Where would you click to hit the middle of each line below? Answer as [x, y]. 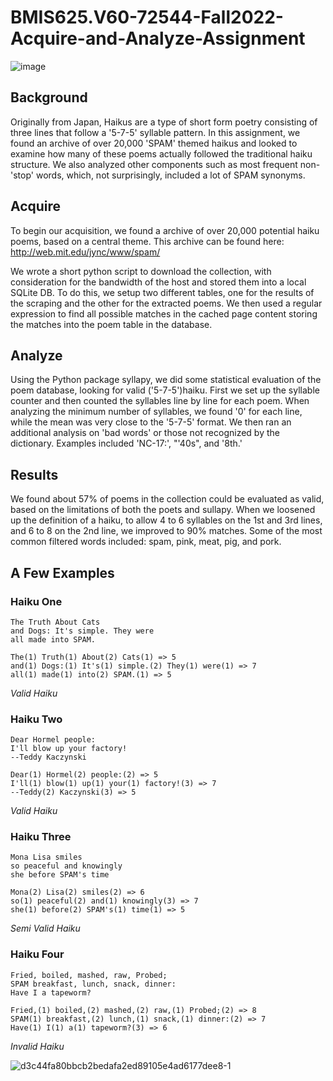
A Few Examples [62, 572]
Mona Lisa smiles [46, 857]
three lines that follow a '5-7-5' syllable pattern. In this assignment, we [155, 132]
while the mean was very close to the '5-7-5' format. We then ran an [151, 422]
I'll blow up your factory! [69, 749]
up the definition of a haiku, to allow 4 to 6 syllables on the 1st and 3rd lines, [166, 520]
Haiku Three [41, 837]
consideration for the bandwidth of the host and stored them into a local [158, 282]
